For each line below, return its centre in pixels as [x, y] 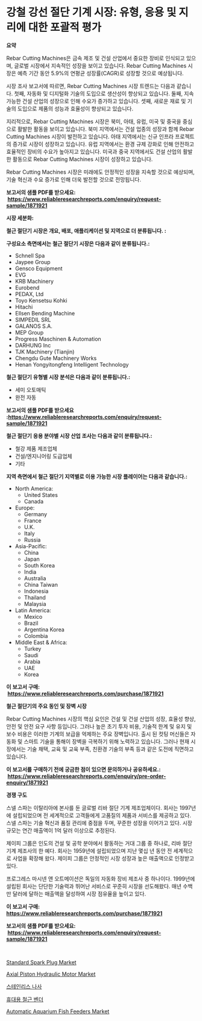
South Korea [39, 565]
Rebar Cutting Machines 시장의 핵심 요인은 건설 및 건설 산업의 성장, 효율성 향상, [101, 719]
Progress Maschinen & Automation [58, 339]
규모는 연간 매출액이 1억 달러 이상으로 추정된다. [61, 830]
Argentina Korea [44, 629]
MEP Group [29, 332]
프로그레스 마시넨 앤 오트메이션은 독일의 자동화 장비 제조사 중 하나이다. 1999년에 [101, 879]
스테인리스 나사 [24, 986]
